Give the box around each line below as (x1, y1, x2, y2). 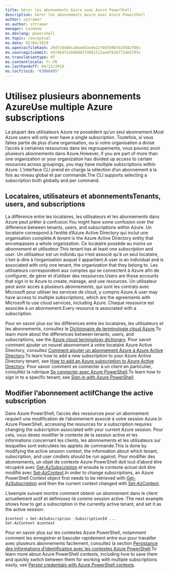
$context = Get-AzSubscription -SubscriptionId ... (5, 516, 116, 521)
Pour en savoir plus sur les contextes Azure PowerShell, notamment (5, 529, 146, 535)
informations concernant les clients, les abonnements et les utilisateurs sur (5, 437, 161, 443)
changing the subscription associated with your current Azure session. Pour (5, 426, 163, 433)
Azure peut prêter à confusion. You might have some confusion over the (5, 219, 154, 225)
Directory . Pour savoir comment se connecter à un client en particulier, (5, 363, 152, 369)
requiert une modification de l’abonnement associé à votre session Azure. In (5, 415, 162, 421)
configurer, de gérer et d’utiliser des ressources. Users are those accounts (5, 272, 159, 279)
